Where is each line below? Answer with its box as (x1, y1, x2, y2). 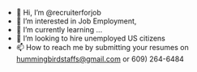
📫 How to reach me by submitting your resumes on (15, 43, 189, 52)
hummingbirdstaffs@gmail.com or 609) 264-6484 (15, 54, 185, 64)
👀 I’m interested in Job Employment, (15, 16, 137, 26)
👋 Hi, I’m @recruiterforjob (15, 8, 101, 17)
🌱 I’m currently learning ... (15, 25, 103, 34)
